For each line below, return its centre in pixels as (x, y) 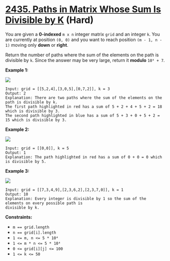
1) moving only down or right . (37, 45)
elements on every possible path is (44, 203)
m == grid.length (31, 227)
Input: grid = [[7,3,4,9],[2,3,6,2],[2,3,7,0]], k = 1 (64, 190)
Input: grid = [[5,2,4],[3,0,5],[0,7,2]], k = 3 (58, 89)
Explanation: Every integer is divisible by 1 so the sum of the (76, 199)
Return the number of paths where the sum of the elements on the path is (82, 55)
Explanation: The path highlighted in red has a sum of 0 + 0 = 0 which (84, 157)
